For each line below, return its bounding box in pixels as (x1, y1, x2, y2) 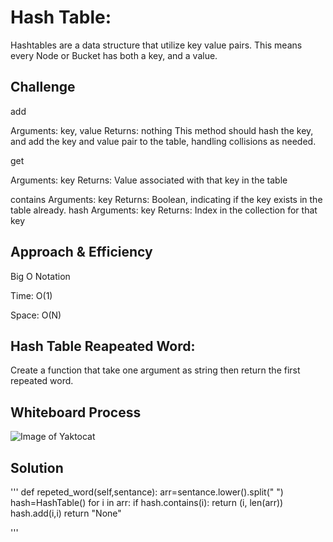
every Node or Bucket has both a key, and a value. (10, 49, 218, 61)
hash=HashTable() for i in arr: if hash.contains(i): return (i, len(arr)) (10, 497, 284, 508)
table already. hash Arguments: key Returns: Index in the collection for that (10, 204, 318, 216)
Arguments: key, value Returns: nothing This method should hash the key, (10, 124, 314, 136)
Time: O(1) (10, 289, 53, 301)
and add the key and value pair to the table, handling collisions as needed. (10, 135, 317, 147)
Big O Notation (10, 270, 71, 282)
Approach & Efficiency (10, 244, 153, 261)
